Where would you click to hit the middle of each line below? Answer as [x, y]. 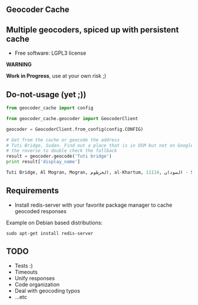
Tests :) [24, 266]
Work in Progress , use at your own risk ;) [56, 76]
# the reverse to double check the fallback [62, 151]
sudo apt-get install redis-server [50, 233]
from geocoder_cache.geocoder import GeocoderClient [72, 118]
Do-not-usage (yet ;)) [46, 95]
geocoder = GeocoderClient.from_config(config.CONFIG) [75, 129]
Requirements [32, 191]
